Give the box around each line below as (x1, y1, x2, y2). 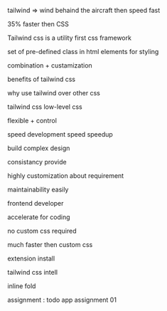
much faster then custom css (7, 241, 93, 248)
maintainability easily (7, 185, 69, 194)
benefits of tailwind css (7, 75, 76, 83)
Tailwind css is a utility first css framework (7, 33, 131, 42)
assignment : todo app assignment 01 (7, 295, 117, 304)
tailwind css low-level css (7, 102, 83, 111)
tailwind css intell (7, 268, 58, 276)
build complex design (7, 144, 70, 152)
